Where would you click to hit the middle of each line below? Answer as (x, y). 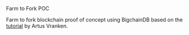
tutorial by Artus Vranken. (37, 26)
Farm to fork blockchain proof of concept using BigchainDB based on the (95, 20)
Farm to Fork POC (28, 8)
